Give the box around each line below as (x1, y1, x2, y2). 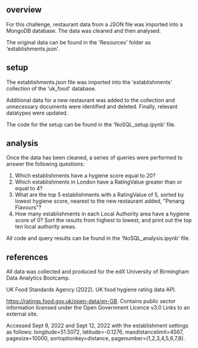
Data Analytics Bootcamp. (6, 274, 71, 281)
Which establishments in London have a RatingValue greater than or (14, 178, 182, 185)
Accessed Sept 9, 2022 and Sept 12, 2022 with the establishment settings (6, 322, 188, 329)
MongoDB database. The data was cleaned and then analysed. (6, 27, 162, 34)
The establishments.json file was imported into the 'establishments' (6, 78, 172, 86)
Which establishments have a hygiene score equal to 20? (14, 172, 156, 179)
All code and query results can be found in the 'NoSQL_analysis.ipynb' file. (6, 235, 190, 242)
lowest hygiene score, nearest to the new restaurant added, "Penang (14, 197, 185, 205)
